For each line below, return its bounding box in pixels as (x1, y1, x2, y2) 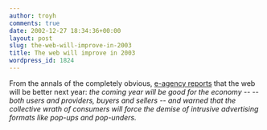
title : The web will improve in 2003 (9, 49, 136, 57)
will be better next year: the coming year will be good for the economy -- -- (9, 87, 260, 96)
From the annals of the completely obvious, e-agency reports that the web (9, 78, 256, 88)
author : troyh (9, 11, 57, 20)
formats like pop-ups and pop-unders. (9, 112, 137, 122)
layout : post (9, 34, 53, 43)
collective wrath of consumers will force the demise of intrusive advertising (9, 104, 259, 113)
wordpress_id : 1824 (9, 57, 75, 65)
